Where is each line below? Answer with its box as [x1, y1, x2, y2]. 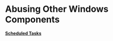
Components [5, 14, 60, 25]
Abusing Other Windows [5, 3, 109, 15]
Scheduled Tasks [5, 30, 42, 36]
